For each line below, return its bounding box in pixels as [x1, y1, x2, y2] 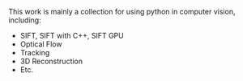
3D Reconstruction [19, 56, 83, 66]
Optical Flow [19, 39, 62, 49]
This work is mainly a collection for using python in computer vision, [8, 7, 236, 16]
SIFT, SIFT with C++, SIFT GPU [19, 31, 124, 40]
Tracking [19, 48, 50, 57]
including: [8, 15, 42, 25]
